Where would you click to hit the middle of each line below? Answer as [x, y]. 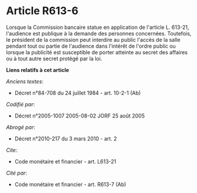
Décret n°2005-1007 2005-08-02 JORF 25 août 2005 [80, 116]
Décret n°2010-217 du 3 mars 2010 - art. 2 [66, 138]
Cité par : [17, 173]
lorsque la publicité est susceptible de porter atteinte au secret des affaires [97, 52]
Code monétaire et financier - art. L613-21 [65, 161]
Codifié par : [21, 104]
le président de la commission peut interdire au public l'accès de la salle [93, 40]
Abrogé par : [21, 127]
